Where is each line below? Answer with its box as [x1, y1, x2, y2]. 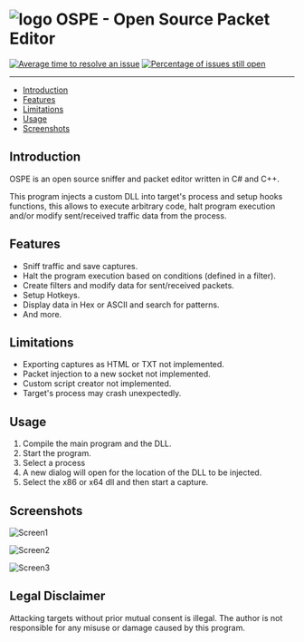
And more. [22, 308, 62, 319]
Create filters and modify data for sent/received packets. [22, 279, 235, 290]
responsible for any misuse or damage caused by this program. [9, 622, 246, 633]
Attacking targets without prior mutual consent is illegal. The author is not [9, 612, 283, 623]
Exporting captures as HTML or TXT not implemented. [22, 359, 224, 370]
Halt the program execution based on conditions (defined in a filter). [22, 270, 276, 281]
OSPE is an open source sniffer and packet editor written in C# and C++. [9, 173, 280, 184]
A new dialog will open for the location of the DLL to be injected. [22, 467, 262, 478]
